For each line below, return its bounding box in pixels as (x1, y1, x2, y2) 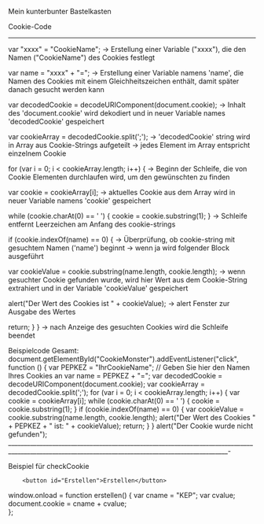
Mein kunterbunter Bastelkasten (8, 7, 112, 16)
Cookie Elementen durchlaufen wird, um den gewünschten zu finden (8, 172, 230, 182)
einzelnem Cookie (8, 149, 67, 158)
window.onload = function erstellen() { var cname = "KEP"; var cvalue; (8, 491, 236, 500)
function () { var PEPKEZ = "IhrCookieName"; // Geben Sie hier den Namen (8, 363, 250, 372)
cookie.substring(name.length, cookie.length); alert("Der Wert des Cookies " (8, 413, 256, 422)
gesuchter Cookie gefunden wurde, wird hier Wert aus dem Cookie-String (8, 275, 247, 284)
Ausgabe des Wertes (8, 307, 76, 316)
